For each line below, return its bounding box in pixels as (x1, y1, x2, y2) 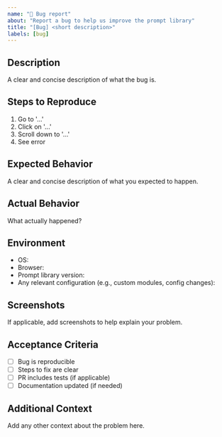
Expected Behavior (7, 158, 94, 171)
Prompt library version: (17, 271, 85, 279)
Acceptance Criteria (7, 338, 99, 350)
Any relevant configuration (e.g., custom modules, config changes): (17, 279, 216, 287)
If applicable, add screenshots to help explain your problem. (7, 318, 183, 327)
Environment (7, 237, 66, 249)
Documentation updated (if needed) (17, 382, 123, 390)
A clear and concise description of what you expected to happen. (7, 177, 199, 185)
